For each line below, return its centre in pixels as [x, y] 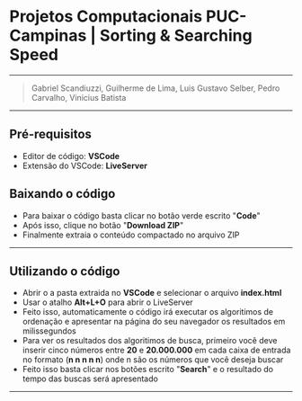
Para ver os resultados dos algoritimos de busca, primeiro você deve [150, 341]
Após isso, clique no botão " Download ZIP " [103, 225]
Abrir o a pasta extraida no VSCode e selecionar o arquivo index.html [152, 293]
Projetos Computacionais [106, 17]
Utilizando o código [65, 271]
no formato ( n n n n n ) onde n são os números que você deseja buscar [153, 360]
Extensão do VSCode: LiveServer [85, 165]
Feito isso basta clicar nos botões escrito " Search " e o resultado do [148, 370]
